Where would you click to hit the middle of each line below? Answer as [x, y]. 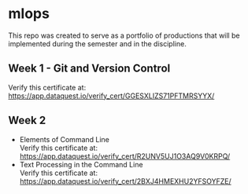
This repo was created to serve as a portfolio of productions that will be [124, 35]
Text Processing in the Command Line [81, 164]
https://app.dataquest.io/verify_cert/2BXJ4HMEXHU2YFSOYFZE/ [125, 181]
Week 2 [27, 121]
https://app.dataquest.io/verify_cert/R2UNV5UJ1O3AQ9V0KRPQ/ [125, 156]
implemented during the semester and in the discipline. [97, 43]
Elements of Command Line [65, 139]
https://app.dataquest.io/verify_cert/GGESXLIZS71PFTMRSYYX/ [111, 96]
